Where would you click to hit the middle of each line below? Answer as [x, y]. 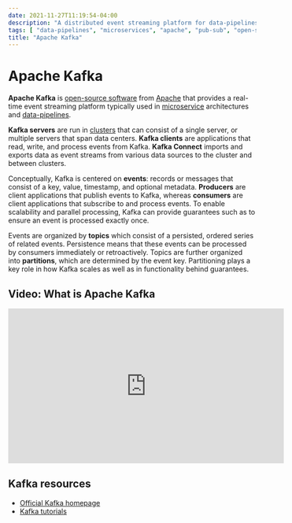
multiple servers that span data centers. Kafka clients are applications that [129, 138]
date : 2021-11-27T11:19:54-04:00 [63, 15]
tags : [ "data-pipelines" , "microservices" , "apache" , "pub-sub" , [119, 30]
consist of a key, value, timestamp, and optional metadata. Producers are [127, 187]
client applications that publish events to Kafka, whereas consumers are [126, 195]
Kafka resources [50, 484]
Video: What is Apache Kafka [82, 294]
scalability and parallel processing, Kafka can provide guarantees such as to [132, 212]
